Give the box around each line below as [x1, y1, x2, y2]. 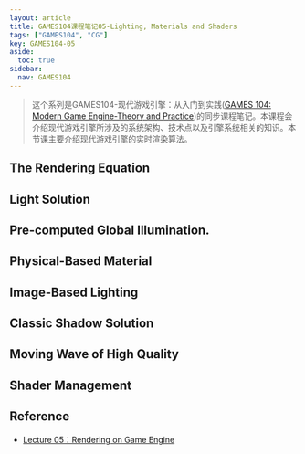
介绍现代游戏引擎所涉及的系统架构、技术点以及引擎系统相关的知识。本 [31, 121, 297, 132]
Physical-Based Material [9, 253, 152, 269]
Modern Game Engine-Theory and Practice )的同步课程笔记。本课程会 [31, 111, 293, 121]
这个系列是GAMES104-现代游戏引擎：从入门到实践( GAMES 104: [31, 99, 272, 110]
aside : [9, 48, 35, 57]
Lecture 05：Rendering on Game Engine [22, 434, 175, 445]
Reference [9, 408, 70, 425]
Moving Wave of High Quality [9, 346, 180, 362]
